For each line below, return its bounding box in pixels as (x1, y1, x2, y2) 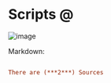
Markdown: (8, 46, 45, 56)
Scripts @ (8, 5, 74, 23)
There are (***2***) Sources (8, 68, 104, 76)
